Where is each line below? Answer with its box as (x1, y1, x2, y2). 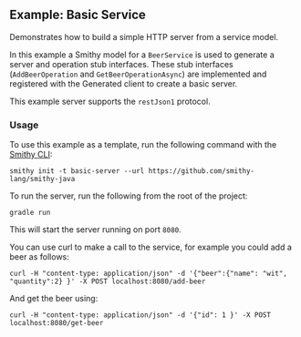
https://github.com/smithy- (148, 167, 255, 176)
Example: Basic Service (9, 7, 146, 23)
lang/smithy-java (9, 175, 76, 184)
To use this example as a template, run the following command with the (9, 139, 277, 150)
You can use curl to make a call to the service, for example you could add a (9, 241, 292, 253)
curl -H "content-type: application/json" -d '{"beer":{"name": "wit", (9, 269, 287, 279)
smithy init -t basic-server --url (9, 167, 145, 176)
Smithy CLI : (9, 149, 53, 160)
